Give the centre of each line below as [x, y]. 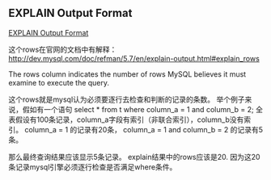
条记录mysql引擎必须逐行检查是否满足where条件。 [93, 167]
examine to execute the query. [59, 82]
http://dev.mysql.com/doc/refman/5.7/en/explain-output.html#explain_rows [134, 58]
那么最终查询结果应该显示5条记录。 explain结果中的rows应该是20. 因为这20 [134, 157]
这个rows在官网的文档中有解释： [63, 49]
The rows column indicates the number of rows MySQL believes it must [127, 74]
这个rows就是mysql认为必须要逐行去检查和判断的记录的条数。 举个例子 [127, 99]
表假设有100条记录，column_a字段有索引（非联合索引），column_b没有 [126, 119]
